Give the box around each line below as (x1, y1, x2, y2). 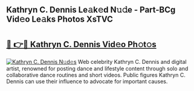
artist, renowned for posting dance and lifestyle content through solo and (6, 65, 189, 72)
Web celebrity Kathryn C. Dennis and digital (77, 58, 187, 65)
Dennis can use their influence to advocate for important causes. (6, 78, 168, 85)
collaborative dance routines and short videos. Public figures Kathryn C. (6, 72, 186, 78)
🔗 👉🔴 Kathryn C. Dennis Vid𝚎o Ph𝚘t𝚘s (6, 39, 157, 49)
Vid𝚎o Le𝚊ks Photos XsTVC (6, 14, 114, 25)
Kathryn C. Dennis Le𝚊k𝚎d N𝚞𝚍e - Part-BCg (6, 5, 176, 15)
